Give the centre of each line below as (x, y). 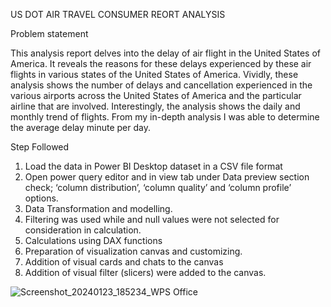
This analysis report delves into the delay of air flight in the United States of (165, 53)
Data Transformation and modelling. (98, 208)
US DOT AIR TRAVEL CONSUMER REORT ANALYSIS (118, 14)
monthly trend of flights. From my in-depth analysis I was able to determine (165, 117)
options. (41, 198)
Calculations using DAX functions (93, 240)
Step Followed (40, 147)
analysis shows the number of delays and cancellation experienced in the (161, 85)
